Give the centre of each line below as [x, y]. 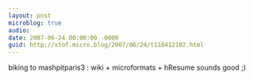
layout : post [30, 15]
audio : [19, 30]
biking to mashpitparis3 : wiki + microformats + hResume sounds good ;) [127, 67]
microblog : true [35, 23]
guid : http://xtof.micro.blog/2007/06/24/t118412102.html [106, 45]
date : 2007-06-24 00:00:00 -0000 [63, 38]
